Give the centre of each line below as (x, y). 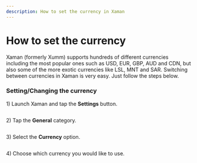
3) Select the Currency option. (43, 137)
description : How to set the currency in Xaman (66, 11)
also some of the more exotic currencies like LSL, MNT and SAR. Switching (97, 69)
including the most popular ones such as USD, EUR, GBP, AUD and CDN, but (98, 63)
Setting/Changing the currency (51, 91)
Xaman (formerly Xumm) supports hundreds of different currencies (87, 57)
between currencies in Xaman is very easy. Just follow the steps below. (93, 76)
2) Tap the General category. (41, 120)
